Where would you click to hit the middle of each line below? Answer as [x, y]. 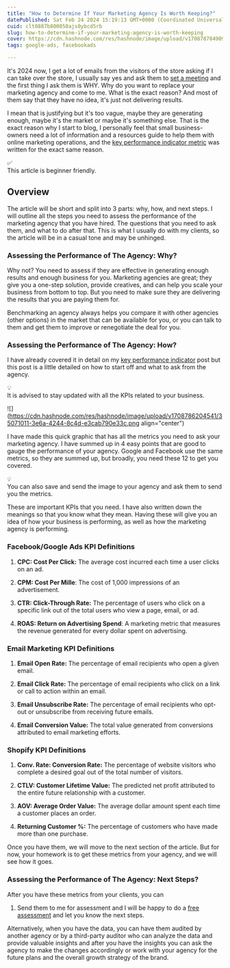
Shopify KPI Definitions [47, 749]
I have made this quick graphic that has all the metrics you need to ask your [114, 436]
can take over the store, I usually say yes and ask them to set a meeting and [114, 78]
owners [18, 135]
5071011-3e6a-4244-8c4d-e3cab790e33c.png [73, 423]
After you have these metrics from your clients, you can [86, 894]
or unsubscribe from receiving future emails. [91, 712]
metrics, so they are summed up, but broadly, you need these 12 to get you [113, 458]
